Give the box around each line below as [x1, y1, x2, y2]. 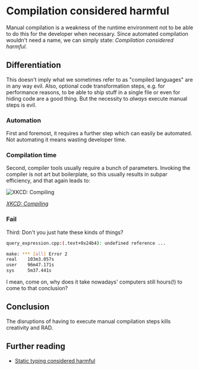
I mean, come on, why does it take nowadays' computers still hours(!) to [6, 278, 183, 285]
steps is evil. [6, 101, 37, 108]
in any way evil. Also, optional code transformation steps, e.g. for [6, 82, 165, 89]
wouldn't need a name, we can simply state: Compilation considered [6, 36, 174, 43]
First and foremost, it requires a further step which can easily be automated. [6, 130, 192, 137]
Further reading [6, 341, 65, 352]
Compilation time [6, 151, 57, 159]
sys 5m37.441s [6, 268, 52, 273]
